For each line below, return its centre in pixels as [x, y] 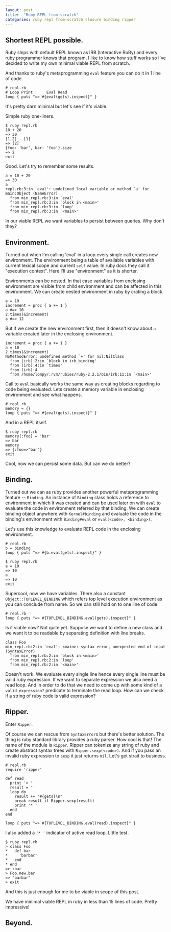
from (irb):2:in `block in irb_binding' [53, 361]
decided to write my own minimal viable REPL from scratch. [68, 63]
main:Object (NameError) [32, 194]
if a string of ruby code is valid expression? [51, 696]
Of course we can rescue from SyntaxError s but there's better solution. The [85, 734]
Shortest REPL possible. [44, 40]
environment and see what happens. [44, 395]
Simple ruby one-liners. [30, 116]
